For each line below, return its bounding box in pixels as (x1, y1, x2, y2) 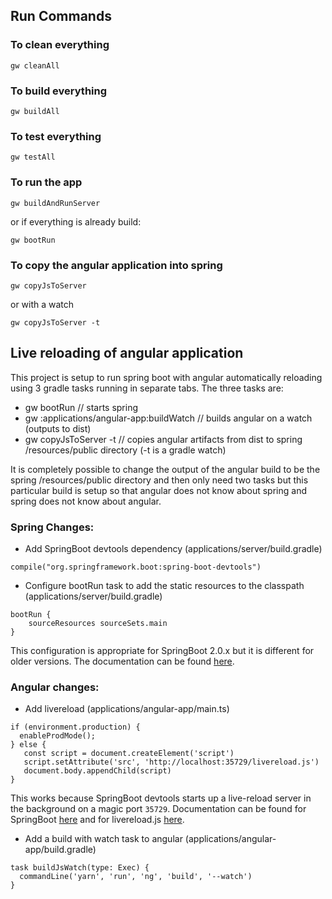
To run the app (10, 175, 83, 189)
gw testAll (10, 152, 56, 163)
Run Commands (10, 8, 112, 25)
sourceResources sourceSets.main (28, 618, 168, 628)
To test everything (10, 129, 102, 143)
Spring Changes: (10, 520, 95, 534)
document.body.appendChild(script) (23, 766, 172, 776)
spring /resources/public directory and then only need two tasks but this (10, 474, 309, 486)
